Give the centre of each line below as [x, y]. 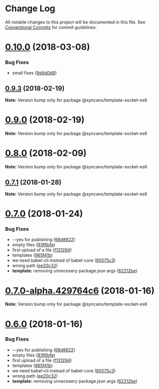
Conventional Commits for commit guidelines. [51, 27]
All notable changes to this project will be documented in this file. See [75, 22]
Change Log [30, 9]
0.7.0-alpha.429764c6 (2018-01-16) [80, 290]
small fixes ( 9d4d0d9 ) [34, 73]
